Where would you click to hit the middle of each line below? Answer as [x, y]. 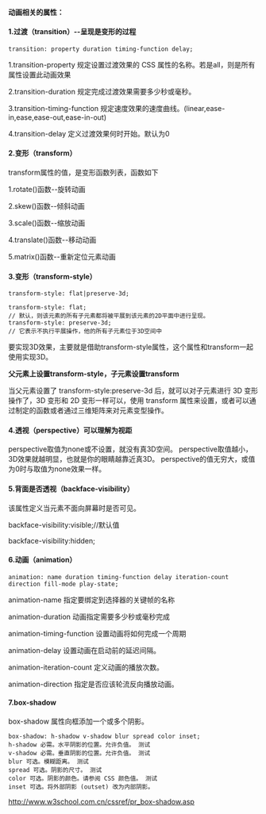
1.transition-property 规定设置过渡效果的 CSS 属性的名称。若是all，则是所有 [132, 64]
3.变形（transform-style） [52, 276]
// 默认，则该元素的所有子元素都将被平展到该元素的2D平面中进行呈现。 [109, 316]
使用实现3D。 [31, 357]
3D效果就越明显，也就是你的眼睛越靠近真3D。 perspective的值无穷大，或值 [132, 459]
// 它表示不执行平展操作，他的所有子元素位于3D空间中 [85, 332]
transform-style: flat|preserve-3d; [69, 294]
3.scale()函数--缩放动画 [47, 223]
